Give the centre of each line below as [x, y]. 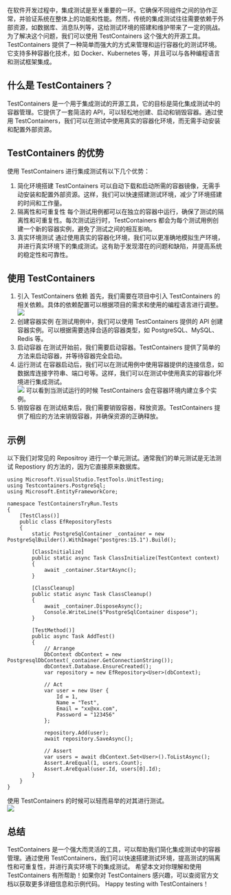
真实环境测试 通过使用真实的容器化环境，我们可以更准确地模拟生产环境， [120, 237]
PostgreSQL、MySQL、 [185, 330]
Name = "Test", [78, 703]
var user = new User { [76, 691]
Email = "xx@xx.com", [87, 709]
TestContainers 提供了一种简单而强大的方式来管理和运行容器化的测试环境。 [114, 44]
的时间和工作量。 [41, 203]
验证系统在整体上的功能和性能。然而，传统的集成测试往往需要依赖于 [121, 19]
